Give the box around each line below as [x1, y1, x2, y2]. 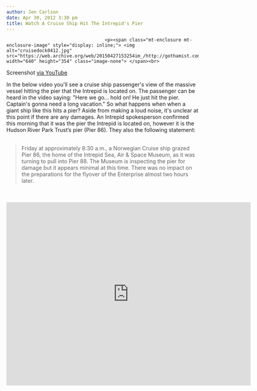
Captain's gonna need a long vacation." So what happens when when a [6, 100, 186, 108]
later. [21, 177, 35, 185]
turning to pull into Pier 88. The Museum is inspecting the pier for [21, 158, 186, 165]
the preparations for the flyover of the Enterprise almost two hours [21, 170, 189, 178]
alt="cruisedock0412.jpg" [6, 48, 72, 54]
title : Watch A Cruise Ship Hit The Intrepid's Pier [6, 20, 143, 26]
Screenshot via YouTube [6, 69, 68, 76]
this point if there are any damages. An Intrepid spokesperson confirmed [6, 114, 189, 121]
